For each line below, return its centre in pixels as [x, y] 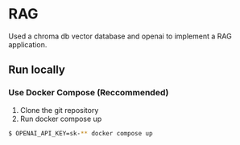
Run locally [37, 70]
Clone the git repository [59, 110]
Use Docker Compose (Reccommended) [89, 93]
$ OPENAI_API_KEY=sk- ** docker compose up [81, 133]
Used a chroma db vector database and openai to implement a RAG [120, 36]
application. [28, 44]
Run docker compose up [61, 119]
